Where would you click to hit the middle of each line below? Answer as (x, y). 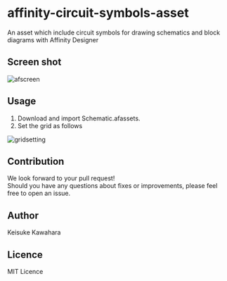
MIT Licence (25, 271)
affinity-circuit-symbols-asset (98, 13)
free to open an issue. (39, 193)
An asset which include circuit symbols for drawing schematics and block (113, 32)
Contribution (36, 161)
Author (23, 215)
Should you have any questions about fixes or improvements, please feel (112, 186)
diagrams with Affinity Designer (53, 39)
